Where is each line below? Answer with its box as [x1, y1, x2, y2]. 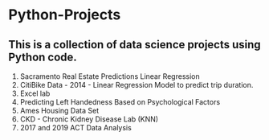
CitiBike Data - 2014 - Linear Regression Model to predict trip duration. [19, 80, 254, 89]
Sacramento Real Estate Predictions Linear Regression [19, 72, 200, 81]
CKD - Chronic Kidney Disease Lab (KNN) [19, 114, 159, 124]
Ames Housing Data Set [19, 106, 99, 115]
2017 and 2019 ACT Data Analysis [19, 123, 132, 132]
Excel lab [19, 89, 51, 98]
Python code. [8, 50, 78, 64]
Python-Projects [8, 6, 121, 24]
